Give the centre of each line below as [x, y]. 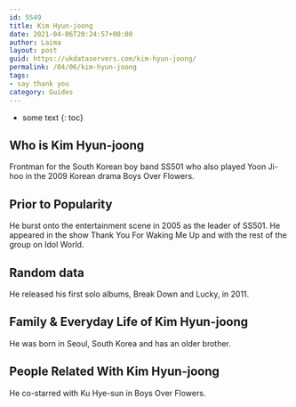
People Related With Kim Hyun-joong [115, 372]
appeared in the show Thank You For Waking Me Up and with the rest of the [148, 235]
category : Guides [41, 92]
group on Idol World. [47, 245]
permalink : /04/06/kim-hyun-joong [73, 68]
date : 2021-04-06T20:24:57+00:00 [71, 34]
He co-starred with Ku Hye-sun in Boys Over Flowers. [108, 393]
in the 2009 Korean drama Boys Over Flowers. [110, 176]
